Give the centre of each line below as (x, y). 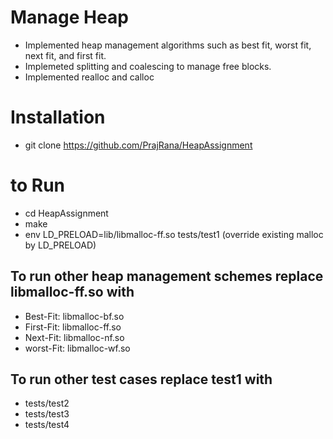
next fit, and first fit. (65, 55)
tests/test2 (47, 403)
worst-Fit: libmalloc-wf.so (77, 348)
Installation (58, 117)
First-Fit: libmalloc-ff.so (73, 327)
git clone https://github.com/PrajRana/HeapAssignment (138, 145)
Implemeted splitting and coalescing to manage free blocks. (148, 66)
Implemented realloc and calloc (89, 77)
